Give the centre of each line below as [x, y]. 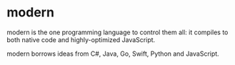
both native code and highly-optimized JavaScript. [81, 39]
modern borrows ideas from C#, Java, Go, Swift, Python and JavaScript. [113, 54]
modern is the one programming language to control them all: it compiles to [117, 32]
